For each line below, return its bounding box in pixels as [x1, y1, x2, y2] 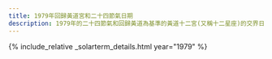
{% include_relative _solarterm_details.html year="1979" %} [8, 41, 208, 51]
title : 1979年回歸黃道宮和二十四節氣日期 [8, 11, 134, 20]
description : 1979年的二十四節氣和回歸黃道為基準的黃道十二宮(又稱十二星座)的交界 [8, 19, 259, 27]
